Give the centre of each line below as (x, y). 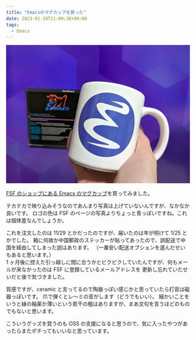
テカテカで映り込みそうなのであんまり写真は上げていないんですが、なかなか (98, 206)
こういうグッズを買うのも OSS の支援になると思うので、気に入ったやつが (94, 324)
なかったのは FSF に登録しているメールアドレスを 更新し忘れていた (102, 270)
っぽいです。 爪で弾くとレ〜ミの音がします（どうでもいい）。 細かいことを (100, 297)
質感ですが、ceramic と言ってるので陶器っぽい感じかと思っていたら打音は (95, 289)
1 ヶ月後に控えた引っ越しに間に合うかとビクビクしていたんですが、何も (92, 262)
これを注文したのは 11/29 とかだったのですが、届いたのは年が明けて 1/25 (93, 233)
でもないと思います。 (32, 311)
